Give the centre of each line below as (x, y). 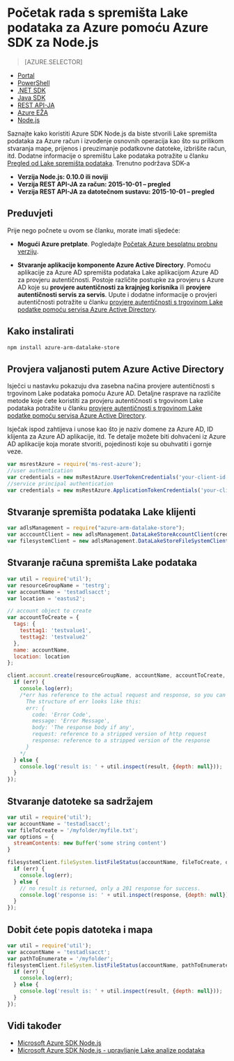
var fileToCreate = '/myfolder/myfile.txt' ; (73, 830)
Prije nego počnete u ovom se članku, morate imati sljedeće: (94, 230)
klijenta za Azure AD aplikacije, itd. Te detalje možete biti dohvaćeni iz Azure (117, 437)
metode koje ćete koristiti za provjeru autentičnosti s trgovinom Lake (105, 401)
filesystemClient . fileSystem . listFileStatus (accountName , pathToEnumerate (118, 965)
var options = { (31, 837)
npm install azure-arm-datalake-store (63, 347)
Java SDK (31, 97)
